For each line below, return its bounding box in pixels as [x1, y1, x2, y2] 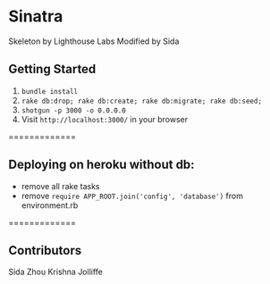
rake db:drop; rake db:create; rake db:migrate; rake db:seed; [21, 96, 263, 105]
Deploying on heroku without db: [8, 157, 195, 172]
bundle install [21, 87, 79, 96]
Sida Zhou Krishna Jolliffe [8, 266, 104, 278]
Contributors [8, 243, 82, 258]
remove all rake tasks [21, 180, 100, 191]
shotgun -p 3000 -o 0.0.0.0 [21, 105, 126, 115]
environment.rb [21, 199, 79, 211]
